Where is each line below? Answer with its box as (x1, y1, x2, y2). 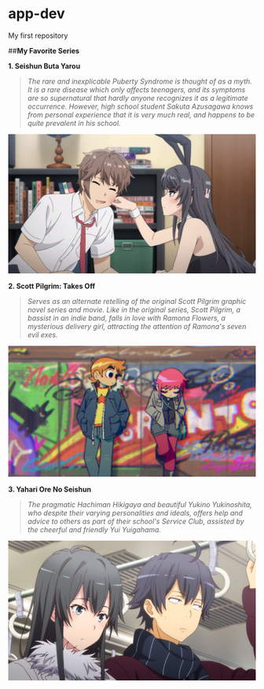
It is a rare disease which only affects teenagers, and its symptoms (27, 84, 246, 94)
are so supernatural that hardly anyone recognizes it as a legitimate (27, 93, 249, 102)
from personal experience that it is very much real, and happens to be (27, 109, 255, 119)
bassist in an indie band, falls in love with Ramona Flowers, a (27, 313, 226, 323)
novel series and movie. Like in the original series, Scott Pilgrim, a (27, 305, 241, 315)
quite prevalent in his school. (27, 118, 121, 128)
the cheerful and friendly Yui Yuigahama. (27, 525, 162, 535)
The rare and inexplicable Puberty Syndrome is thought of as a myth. (27, 76, 253, 86)
